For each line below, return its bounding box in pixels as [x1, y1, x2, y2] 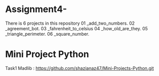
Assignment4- [5, 4, 67, 15]
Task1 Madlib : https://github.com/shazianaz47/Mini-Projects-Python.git [5, 65, 154, 71]
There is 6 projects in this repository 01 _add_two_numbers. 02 [5, 20, 135, 26]
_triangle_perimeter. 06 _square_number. [5, 31, 89, 37]
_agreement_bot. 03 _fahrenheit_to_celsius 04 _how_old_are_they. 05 [5, 25, 148, 31]
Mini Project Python [5, 49, 89, 60]
